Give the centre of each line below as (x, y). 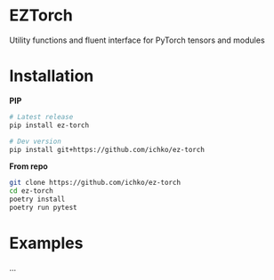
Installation (52, 76)
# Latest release (41, 116)
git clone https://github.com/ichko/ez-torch (95, 183)
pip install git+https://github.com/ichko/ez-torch (107, 149)
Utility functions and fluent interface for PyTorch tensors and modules (137, 40)
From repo (29, 166)
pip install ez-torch (49, 125)
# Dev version (36, 141)
